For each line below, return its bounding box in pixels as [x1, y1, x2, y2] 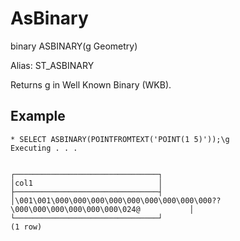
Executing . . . [10, 143, 78, 153]
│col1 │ [10, 178, 163, 188]
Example [10, 108, 66, 125]
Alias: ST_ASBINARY [10, 59, 95, 71]
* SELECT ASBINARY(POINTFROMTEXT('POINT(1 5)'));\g [10, 134, 230, 144]
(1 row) [10, 222, 43, 232]
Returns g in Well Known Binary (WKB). [10, 78, 172, 91]
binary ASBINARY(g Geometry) [10, 40, 138, 52]
